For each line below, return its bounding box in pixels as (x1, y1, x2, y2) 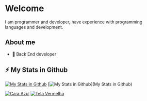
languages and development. (5, 24, 63, 30)
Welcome (5, 3, 44, 14)
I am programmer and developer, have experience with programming (5, 19, 143, 25)
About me (5, 38, 35, 47)
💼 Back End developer (12, 51, 57, 57)
